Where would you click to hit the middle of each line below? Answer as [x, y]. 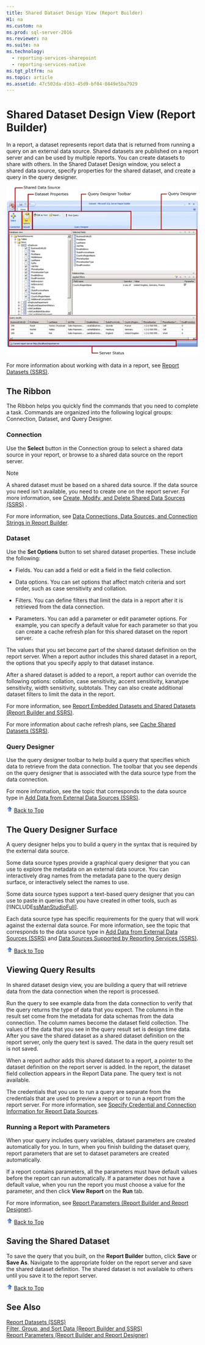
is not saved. [22, 1049]
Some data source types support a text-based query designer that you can [100, 894]
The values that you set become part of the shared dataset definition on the [101, 650]
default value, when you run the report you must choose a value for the [96, 1185]
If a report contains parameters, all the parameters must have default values [102, 1172]
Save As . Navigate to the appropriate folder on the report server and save [99, 1263]
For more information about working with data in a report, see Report [93, 365]
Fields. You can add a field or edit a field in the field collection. [93, 570]
